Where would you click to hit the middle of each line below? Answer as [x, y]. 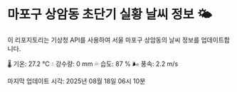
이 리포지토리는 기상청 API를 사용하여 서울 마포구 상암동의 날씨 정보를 [104, 40]
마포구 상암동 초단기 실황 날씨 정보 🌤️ [110, 15]
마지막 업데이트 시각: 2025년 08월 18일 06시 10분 [77, 81]
